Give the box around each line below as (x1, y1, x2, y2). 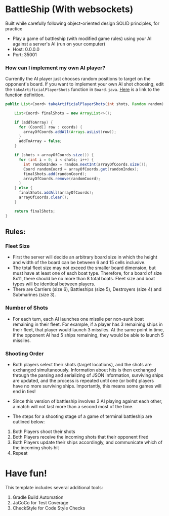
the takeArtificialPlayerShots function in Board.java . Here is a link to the (5, 87, 160, 93)
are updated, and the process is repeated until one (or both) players (12, 377, 154, 383)
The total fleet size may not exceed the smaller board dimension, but (12, 265, 156, 271)
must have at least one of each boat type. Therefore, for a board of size (12, 270, 162, 276)
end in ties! (12, 388, 36, 394)
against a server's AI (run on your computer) (12, 40, 105, 47)
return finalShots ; (14, 208, 56, 213)
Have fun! (5, 468, 47, 479)
